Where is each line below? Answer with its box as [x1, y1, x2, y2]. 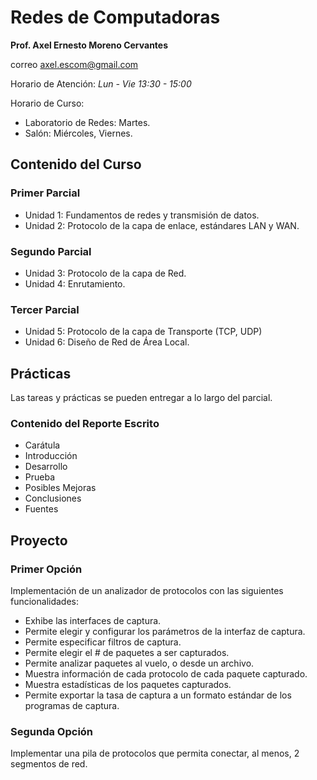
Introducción [24, 450, 78, 462]
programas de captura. [24, 700, 120, 712]
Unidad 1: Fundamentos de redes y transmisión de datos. [24, 209, 260, 221]
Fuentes [24, 503, 59, 515]
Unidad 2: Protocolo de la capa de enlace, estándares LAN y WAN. [24, 219, 300, 231]
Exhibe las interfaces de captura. [24, 615, 162, 627]
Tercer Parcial [10, 302, 80, 316]
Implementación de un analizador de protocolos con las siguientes [10, 585, 284, 597]
